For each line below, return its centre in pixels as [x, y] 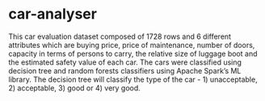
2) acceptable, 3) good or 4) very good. [75, 88]
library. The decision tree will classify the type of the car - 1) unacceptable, [133, 79]
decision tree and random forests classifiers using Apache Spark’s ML [125, 70]
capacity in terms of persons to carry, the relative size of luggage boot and [133, 53]
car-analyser [53, 14]
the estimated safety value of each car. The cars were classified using [125, 62]
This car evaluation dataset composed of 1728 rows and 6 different [120, 36]
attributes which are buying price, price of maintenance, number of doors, [132, 44]
